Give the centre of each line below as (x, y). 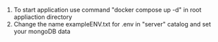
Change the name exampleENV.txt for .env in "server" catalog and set (112, 24)
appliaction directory (43, 17)
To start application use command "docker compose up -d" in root (108, 10)
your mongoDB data (42, 31)
